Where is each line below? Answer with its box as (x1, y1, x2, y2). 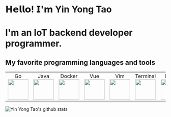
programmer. (5, 38, 62, 50)
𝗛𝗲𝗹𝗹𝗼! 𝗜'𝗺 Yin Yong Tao (5, 4, 112, 15)
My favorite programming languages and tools (5, 58, 155, 67)
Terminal (135, 73, 156, 80)
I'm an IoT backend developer (5, 27, 133, 39)
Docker (60, 73, 78, 80)
